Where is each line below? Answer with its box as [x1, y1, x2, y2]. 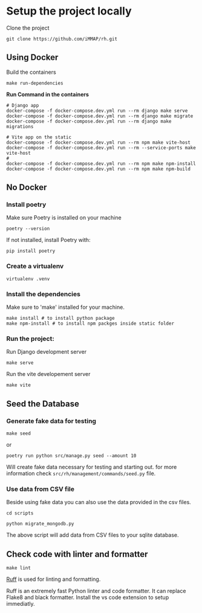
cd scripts [6, 510, 34, 516]
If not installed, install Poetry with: [6, 236, 91, 244]
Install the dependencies [6, 290, 80, 298]
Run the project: [6, 334, 54, 343]
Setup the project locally [6, 4, 132, 18]
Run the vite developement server [6, 371, 91, 378]
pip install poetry [6, 248, 56, 255]
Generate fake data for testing [6, 417, 97, 425]
